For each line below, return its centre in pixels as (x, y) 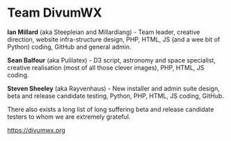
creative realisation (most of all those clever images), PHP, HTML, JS (106, 67)
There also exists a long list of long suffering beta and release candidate (111, 109)
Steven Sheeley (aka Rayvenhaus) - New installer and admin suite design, (114, 88)
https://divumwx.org (37, 130)
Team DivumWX (55, 13)
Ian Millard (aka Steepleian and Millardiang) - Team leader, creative (104, 32)
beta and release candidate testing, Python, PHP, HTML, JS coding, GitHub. (116, 96)
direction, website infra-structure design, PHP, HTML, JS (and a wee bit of (114, 39)
